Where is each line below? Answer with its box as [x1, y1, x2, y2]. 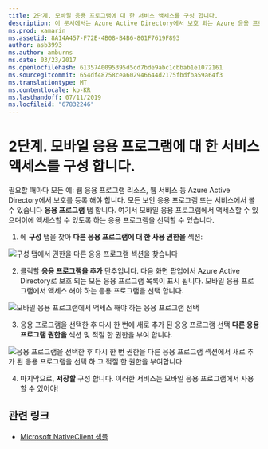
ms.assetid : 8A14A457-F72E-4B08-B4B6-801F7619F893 [8, 33, 180, 42]
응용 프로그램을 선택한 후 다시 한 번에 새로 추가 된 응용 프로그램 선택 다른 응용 [19, 320, 260, 329]
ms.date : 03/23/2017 [8, 57, 77, 65]
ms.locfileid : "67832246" [8, 100, 94, 108]
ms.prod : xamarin [8, 26, 66, 34]
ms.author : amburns [8, 49, 73, 57]
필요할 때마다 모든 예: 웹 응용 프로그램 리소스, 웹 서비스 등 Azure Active [8, 185, 231, 195]
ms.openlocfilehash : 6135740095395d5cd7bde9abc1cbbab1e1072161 [8, 64, 223, 72]
